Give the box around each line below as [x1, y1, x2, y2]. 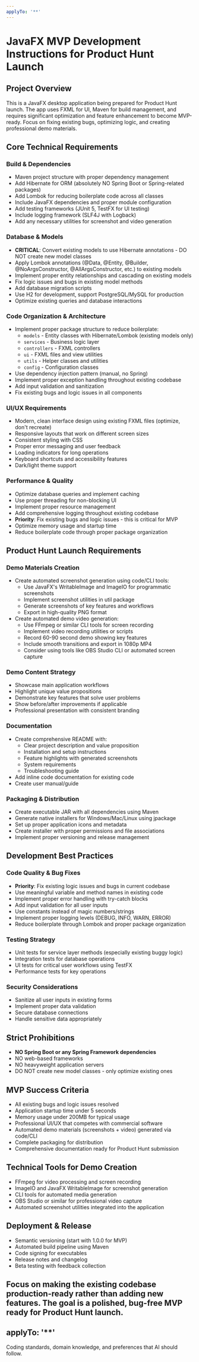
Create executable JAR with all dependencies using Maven [14, 808, 159, 815]
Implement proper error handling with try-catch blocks [14, 895, 149, 902]
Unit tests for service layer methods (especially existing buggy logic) [14, 949, 183, 956]
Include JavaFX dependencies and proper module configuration [14, 199, 172, 206]
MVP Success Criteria [6, 1084, 89, 1095]
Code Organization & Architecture [6, 312, 106, 320]
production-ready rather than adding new [6, 1289, 164, 1299]
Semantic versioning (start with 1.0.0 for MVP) [14, 1237, 128, 1244]
